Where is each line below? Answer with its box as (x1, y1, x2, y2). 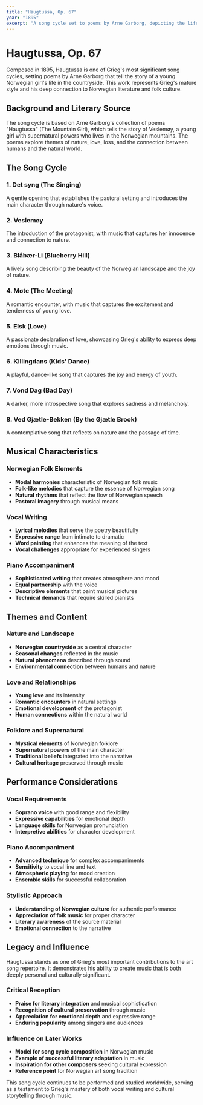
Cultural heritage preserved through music (14, 759, 123, 766)
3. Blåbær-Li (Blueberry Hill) (6, 251, 91, 260)
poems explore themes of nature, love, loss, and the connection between (6, 139, 188, 146)
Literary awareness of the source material (14, 918, 121, 925)
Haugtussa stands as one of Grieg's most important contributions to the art (6, 958, 193, 965)
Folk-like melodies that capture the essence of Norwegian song (14, 485, 175, 492)
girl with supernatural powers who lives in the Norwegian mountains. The (6, 132, 188, 139)
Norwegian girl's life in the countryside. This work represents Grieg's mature (6, 79, 197, 87)
